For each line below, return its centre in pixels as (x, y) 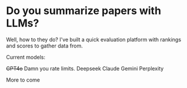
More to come (23, 80)
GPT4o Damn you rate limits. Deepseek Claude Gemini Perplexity (85, 68)
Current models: (26, 57)
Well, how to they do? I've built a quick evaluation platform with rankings (93, 39)
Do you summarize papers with (84, 11)
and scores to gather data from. (45, 46)
